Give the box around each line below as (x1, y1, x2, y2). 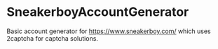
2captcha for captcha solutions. (6, 34, 99, 42)
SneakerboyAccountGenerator (6, 4, 189, 20)
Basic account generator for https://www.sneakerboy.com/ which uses (6, 27, 211, 35)
